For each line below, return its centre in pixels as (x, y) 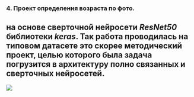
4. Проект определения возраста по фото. (71, 8)
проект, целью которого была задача (79, 55)
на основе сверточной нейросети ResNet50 (92, 28)
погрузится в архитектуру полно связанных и (96, 64)
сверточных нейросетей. (55, 74)
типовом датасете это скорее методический (94, 46)
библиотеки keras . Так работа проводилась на (97, 37)
